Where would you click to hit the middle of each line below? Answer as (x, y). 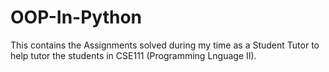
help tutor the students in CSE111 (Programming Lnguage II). (133, 55)
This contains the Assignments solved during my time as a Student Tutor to (165, 45)
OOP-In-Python (76, 17)
